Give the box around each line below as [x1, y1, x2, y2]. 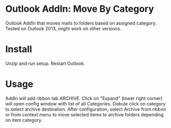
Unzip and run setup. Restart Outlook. [5, 60, 86, 67]
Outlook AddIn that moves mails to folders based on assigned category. [5, 20, 157, 26]
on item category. [5, 117, 43, 123]
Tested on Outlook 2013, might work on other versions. [5, 25, 122, 31]
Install [5, 44, 32, 55]
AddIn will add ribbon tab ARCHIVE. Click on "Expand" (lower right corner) [5, 95, 163, 101]
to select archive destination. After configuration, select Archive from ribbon [5, 106, 166, 112]
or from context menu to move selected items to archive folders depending [5, 111, 164, 118]
